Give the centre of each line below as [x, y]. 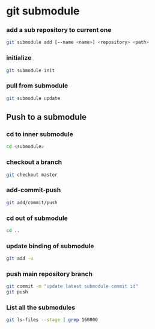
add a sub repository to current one [59, 30]
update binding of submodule [50, 246]
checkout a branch [34, 162]
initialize [19, 58]
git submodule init [31, 70]
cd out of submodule [37, 218]
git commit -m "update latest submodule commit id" [72, 287]
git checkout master [32, 175]
